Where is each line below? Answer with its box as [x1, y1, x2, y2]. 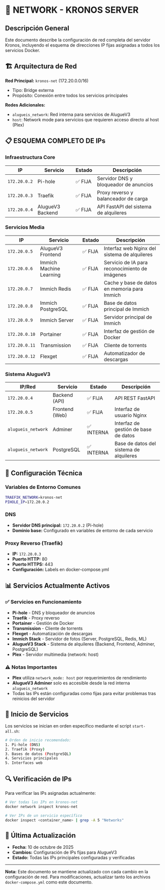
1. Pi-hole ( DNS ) [5, 742, 41, 747]
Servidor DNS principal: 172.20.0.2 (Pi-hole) [12, 522, 104, 528]
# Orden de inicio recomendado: [5, 737, 71, 743]
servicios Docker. [5, 48, 40, 53]
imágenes [104, 271, 127, 278]
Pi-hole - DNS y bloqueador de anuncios [12, 610, 95, 616]
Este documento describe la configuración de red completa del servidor [5, 37, 151, 43]
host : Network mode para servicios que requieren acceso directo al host [12, 116, 159, 122]
